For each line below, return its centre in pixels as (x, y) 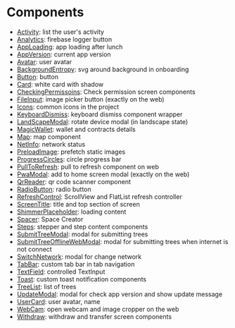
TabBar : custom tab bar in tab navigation (76, 264)
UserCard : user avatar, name (58, 301)
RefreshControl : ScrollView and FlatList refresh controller (99, 196)
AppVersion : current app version (64, 54)
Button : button (38, 77)
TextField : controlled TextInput (61, 272)
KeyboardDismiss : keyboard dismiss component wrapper (100, 114)
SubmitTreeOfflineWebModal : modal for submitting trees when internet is (122, 241)
